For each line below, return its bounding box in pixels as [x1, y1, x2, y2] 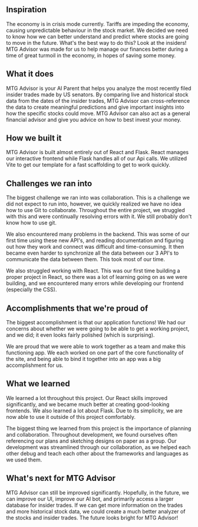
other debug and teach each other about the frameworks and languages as [6, 450, 189, 457]
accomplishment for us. [6, 362, 64, 369]
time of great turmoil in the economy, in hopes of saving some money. [6, 51, 176, 58]
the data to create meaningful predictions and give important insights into [6, 103, 184, 110]
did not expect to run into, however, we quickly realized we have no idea [6, 200, 181, 207]
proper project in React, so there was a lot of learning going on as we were [6, 274, 187, 281]
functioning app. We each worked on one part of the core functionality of [6, 349, 184, 356]
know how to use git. [6, 219, 57, 226]
